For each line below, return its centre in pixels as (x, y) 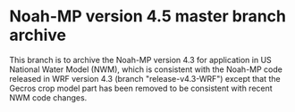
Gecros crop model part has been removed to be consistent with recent (141, 88)
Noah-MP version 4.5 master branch (147, 16)
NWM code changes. (48, 97)
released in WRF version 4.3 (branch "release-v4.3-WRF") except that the (145, 78)
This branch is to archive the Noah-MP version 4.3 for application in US (141, 60)
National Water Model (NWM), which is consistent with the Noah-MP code (146, 69)
